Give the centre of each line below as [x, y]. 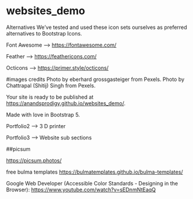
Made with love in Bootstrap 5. [43, 115]
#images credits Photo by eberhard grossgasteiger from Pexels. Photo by [95, 79]
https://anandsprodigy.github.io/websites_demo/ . [66, 103]
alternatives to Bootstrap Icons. [44, 33]
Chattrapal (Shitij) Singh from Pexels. [51, 85]
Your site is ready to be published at [50, 97]
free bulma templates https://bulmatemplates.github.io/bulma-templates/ [95, 172]
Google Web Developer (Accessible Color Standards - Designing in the [92, 183]
